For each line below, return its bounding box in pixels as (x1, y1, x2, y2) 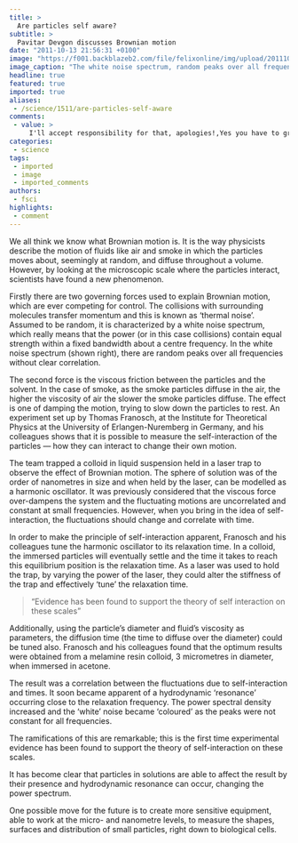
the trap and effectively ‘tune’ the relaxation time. (9, 579, 189, 590)
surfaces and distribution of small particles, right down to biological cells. (9, 823, 278, 834)
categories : (9, 137, 53, 146)
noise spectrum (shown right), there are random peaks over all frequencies (9, 348, 284, 358)
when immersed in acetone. (9, 660, 111, 671)
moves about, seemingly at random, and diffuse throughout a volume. (9, 254, 264, 265)
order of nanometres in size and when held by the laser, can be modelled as (9, 477, 286, 487)
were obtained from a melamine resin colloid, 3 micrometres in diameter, (9, 651, 274, 662)
